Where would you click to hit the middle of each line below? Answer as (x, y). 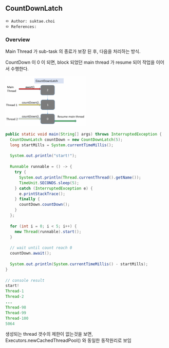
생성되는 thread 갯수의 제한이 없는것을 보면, (49, 334)
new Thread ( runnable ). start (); (48, 231)
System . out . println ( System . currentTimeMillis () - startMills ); (79, 264)
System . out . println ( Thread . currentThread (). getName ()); (80, 177)
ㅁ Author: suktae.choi (30, 21)
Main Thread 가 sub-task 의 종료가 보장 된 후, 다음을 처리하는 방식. (73, 51)
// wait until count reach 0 (41, 248)
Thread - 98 (16, 307)
